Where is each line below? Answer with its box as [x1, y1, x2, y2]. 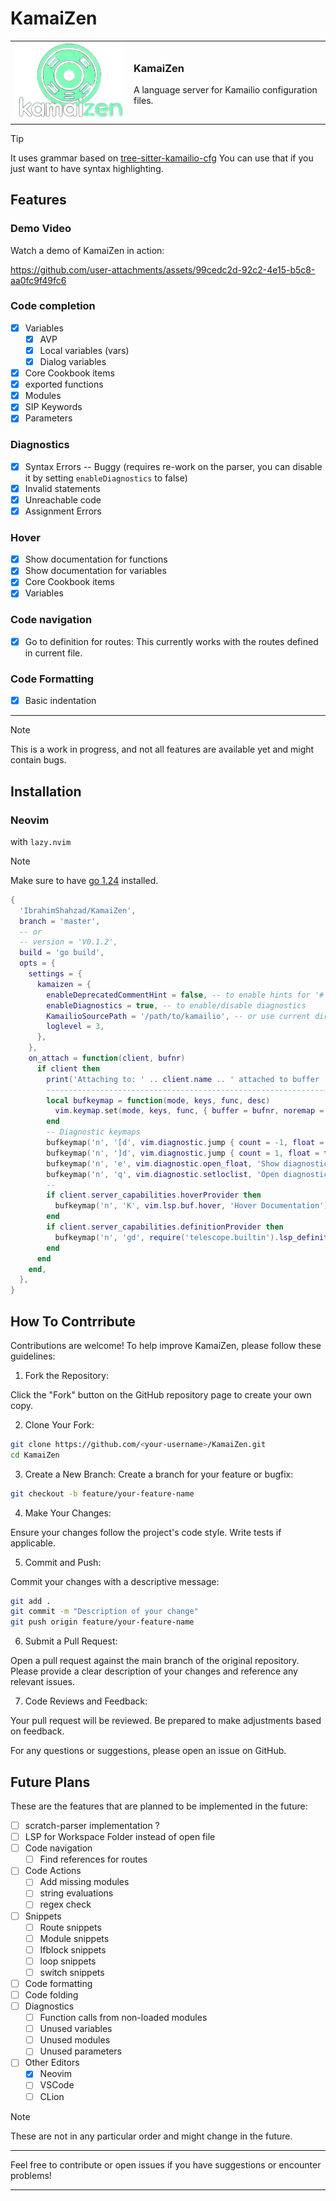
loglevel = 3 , [46, 1022, 105, 1032]
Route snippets [39, 1921, 102, 1933]
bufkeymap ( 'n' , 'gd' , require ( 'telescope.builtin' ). [54, 1232, 280, 1242]
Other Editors [24, 2057, 80, 2069]
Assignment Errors [24, 505, 102, 517]
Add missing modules [39, 1876, 130, 1888]
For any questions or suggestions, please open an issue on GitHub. [10, 1745, 287, 1757]
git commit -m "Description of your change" [10, 1607, 199, 1617]
